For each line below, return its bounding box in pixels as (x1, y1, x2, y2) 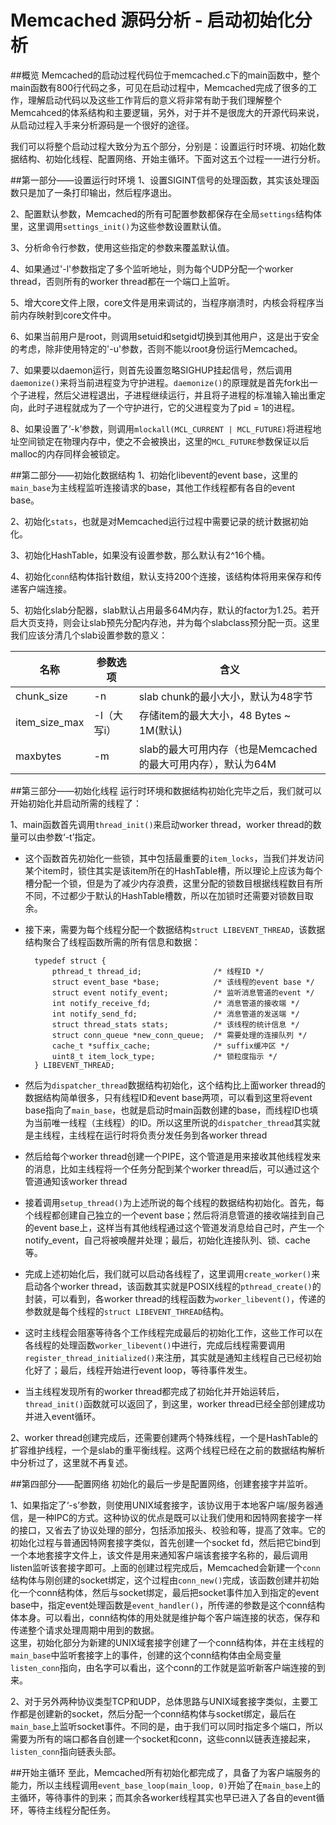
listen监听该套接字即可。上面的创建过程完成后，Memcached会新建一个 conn (10, 1561, 321, 1573)
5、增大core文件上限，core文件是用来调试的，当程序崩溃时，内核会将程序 (10, 296, 316, 308)
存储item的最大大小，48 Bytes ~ (138, 708, 292, 722)
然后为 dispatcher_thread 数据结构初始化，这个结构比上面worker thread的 (24, 1079, 326, 1091)
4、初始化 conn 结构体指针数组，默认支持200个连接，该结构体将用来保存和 (10, 570, 313, 582)
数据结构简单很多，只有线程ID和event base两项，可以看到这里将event (24, 1091, 313, 1103)
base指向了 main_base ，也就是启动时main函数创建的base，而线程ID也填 (24, 1104, 319, 1116)
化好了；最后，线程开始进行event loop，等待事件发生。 (24, 1364, 253, 1376)
